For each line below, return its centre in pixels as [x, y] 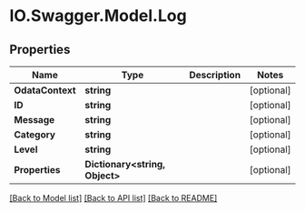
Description [215, 75]
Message [34, 120]
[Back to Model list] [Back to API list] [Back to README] [113, 198]
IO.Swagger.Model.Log [98, 16]
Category [35, 135]
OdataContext [45, 90]
